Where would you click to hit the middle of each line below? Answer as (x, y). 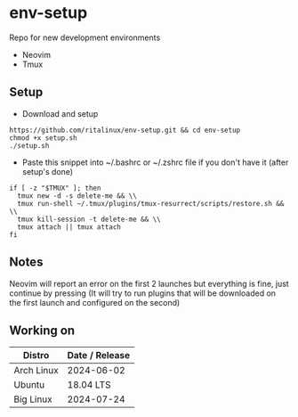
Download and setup (60, 113)
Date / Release (99, 356)
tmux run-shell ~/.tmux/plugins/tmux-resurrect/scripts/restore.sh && (151, 203)
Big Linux (33, 399)
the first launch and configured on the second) (95, 302)
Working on (42, 330)
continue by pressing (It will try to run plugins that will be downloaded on (143, 293)
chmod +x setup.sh (43, 138)
